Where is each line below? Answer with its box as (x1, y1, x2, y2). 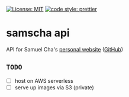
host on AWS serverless (14, 77, 74, 84)
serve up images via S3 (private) (14, 83, 95, 91)
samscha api (6, 27, 70, 40)
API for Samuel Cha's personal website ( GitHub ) (6, 46, 123, 53)
